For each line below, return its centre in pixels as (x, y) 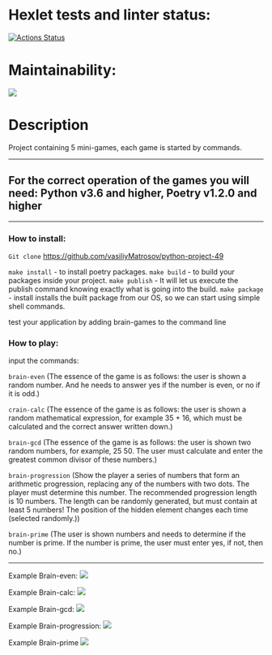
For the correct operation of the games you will (129, 181)
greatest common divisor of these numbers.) (83, 459)
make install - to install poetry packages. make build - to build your (121, 271)
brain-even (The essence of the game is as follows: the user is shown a (127, 377)
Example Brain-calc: (42, 593)
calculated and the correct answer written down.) (91, 427)
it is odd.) (24, 394)
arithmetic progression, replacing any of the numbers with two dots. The (129, 484)
